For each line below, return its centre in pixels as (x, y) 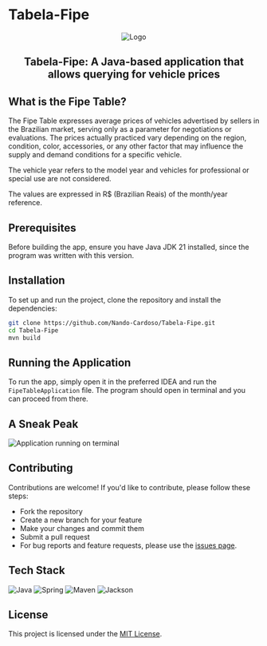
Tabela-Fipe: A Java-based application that (134, 62)
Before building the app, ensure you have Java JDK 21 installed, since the (129, 247)
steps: (18, 496)
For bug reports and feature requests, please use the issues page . (128, 545)
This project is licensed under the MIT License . (85, 634)
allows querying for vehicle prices (134, 75)
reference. (25, 203)
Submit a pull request (55, 537)
